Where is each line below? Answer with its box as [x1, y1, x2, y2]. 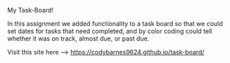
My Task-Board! [7, 6, 54, 14]
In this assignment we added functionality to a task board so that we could [7, 20, 223, 27]
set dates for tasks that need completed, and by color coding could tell [7, 27, 212, 35]
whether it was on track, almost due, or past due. [7, 34, 150, 43]
